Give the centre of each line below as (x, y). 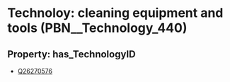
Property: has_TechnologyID (71, 54)
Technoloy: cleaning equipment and (115, 13)
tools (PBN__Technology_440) (97, 28)
